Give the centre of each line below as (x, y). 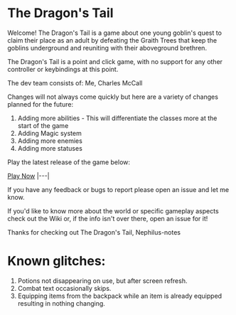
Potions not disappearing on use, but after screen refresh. (102, 281)
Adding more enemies (50, 141)
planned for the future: (40, 104)
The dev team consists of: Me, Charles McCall (75, 82)
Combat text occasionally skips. (64, 288)
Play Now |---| (28, 176)
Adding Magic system (49, 133)
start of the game (43, 125)
